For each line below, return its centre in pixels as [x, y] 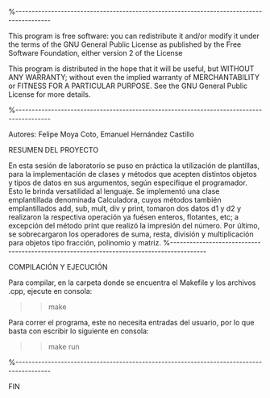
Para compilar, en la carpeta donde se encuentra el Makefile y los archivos [132, 283]
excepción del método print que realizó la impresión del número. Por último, [134, 226]
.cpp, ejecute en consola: [50, 291]
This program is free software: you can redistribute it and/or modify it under [134, 36]
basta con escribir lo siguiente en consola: [79, 331]
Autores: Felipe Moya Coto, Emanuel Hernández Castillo [102, 134]
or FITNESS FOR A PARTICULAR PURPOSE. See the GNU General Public [128, 86]
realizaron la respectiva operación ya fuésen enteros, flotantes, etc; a [124, 217]
